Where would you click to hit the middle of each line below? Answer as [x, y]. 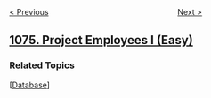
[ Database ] [30, 85]
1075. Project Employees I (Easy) [101, 40]
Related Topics [42, 65]
